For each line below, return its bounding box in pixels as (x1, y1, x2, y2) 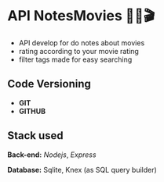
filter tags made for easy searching (18, 55, 133, 64)
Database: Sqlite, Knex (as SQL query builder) (7, 165, 158, 174)
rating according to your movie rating (18, 46, 139, 55)
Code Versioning (7, 77, 92, 91)
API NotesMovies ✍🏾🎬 (7, 7, 155, 25)
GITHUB (18, 106, 46, 116)
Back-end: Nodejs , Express (7, 150, 97, 159)
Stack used (7, 129, 64, 142)
